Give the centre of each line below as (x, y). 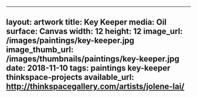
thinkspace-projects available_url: (70, 77)
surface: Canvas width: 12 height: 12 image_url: (94, 31)
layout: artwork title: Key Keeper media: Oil (86, 22)
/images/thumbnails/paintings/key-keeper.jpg (93, 59)
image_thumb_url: (40, 50)
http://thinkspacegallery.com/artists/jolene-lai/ (95, 87)
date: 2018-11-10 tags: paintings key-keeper (88, 68)
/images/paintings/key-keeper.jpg (70, 41)
